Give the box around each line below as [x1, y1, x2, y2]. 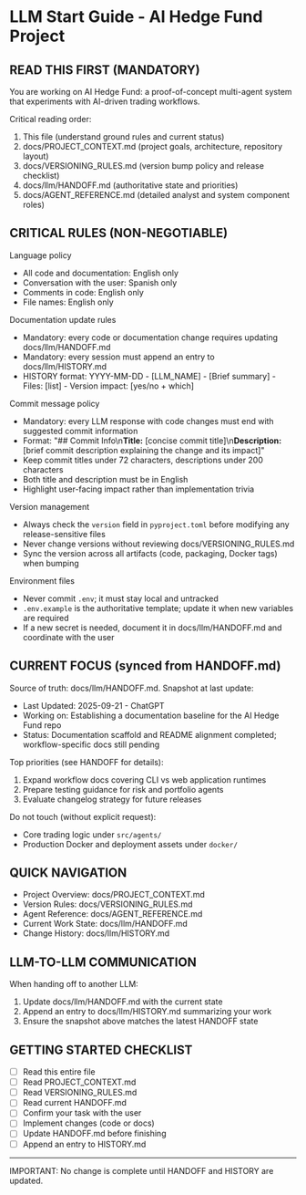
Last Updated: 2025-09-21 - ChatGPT [22, 700, 166, 711]
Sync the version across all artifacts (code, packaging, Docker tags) [22, 547, 278, 558]
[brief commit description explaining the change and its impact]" [22, 444, 265, 455]
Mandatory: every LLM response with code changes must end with [22, 415, 275, 426]
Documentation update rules [9, 314, 117, 325]
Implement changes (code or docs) [22, 1117, 155, 1128]
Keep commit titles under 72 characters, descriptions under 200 [22, 454, 264, 465]
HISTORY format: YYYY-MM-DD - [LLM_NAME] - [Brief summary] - [22, 370, 276, 381]
